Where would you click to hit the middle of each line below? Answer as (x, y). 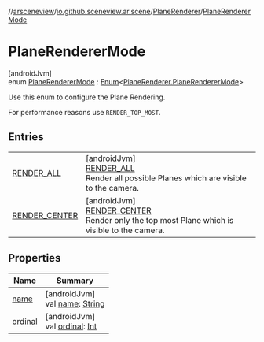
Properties (35, 258)
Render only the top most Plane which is (159, 220)
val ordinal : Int (71, 326)
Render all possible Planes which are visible (166, 178)
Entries (26, 137)
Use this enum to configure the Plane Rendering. (87, 97)
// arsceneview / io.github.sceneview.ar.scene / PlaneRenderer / (106, 11)
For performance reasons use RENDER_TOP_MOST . (84, 112)
